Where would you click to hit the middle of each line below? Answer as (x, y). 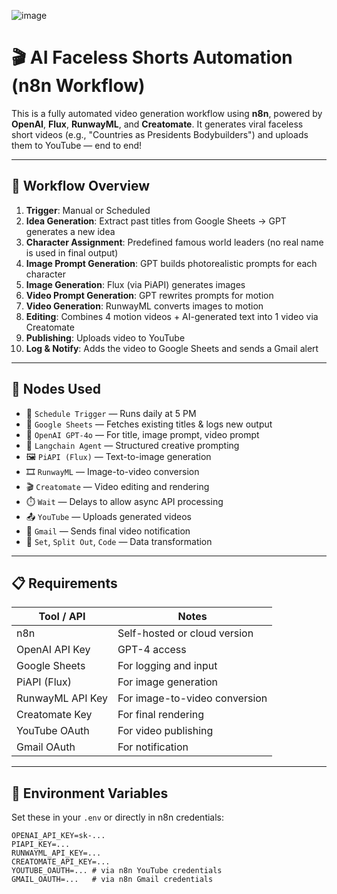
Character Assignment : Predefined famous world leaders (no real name (174, 242)
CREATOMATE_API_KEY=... (61, 862)
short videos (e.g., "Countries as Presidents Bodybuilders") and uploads (160, 134)
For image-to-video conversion (192, 698)
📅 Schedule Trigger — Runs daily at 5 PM (111, 413)
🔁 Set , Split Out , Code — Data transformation (119, 541)
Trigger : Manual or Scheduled (88, 210)
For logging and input (167, 666)
